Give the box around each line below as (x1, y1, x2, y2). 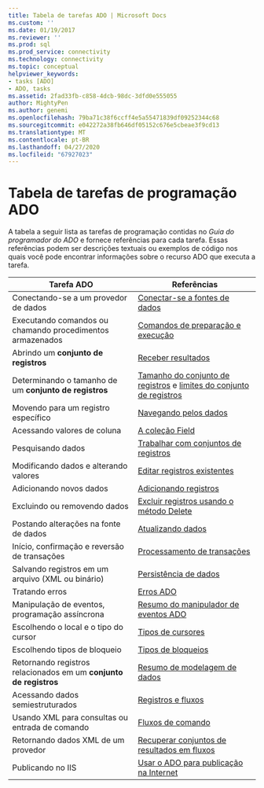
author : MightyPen (8, 99, 68, 107)
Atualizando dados (137, 524, 207, 535)
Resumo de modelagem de (137, 662, 237, 673)
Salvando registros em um (12, 564, 108, 575)
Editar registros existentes (137, 466, 234, 477)
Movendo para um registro (12, 403, 110, 414)
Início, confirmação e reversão (12, 541, 124, 552)
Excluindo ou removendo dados (12, 501, 129, 512)
